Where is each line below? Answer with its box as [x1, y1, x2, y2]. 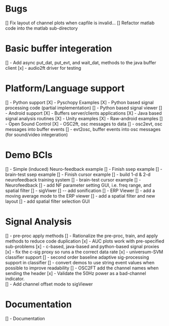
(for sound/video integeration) [5, 131, 68, 137]
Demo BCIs [5, 150, 53, 161]
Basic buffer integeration [5, 43, 112, 55]
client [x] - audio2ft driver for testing [5, 65, 81, 71]
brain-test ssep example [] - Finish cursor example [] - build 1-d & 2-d [5, 171, 151, 177]
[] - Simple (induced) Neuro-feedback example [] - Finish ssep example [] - [5, 166, 163, 172]
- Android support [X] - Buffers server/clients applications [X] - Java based [5, 110, 162, 116]
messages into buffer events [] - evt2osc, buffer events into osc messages [5, 126, 161, 132]
